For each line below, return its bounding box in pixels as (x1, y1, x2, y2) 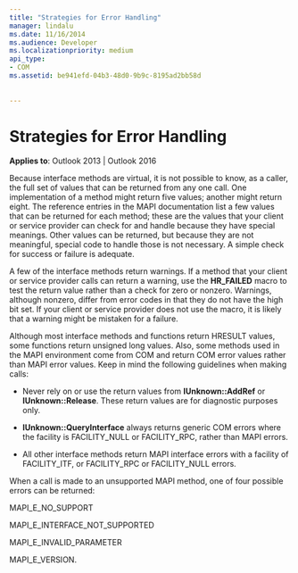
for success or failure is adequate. (9, 249, 136, 260)
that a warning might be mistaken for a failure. (9, 313, 178, 324)
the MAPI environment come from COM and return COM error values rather (9, 350, 286, 361)
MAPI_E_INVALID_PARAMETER (9, 537, 122, 548)
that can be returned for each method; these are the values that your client (9, 211, 284, 221)
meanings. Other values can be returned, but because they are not (9, 229, 254, 241)
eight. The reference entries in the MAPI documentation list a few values (9, 202, 275, 212)
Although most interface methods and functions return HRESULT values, (9, 331, 276, 342)
